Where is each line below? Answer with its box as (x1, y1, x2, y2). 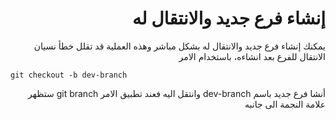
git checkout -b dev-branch (10, 70, 128, 80)
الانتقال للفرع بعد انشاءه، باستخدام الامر (178, 50, 326, 62)
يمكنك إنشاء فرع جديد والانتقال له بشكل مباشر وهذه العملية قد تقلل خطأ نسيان (33, 40, 326, 52)
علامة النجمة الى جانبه (244, 98, 326, 110)
